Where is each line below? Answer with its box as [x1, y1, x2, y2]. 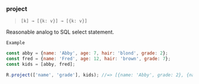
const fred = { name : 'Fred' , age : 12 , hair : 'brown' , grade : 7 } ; [6, 56, 171, 62]
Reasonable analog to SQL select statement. [6, 28, 114, 35]
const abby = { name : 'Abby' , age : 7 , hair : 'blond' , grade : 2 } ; [6, 50, 168, 56]
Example [6, 40, 25, 46]
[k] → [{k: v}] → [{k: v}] [20, 18, 88, 24]
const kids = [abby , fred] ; [6, 62, 76, 67]
